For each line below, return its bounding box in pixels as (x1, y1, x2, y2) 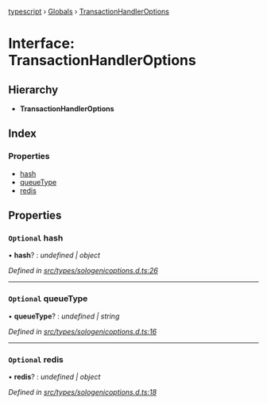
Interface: (8, 35, 75, 52)
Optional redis (8, 353, 64, 364)
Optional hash (8, 233, 64, 243)
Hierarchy (8, 83, 59, 96)
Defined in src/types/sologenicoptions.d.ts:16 (8, 326, 157, 336)
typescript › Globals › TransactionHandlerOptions (8, 7, 169, 16)
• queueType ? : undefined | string (8, 311, 120, 321)
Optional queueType (8, 293, 88, 304)
